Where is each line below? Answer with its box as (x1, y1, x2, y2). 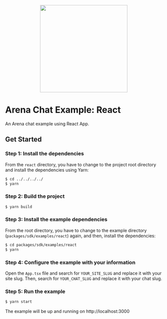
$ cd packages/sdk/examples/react (5, 242, 77, 247)
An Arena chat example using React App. (5, 120, 90, 127)
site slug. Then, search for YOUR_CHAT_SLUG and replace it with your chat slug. (5, 275, 163, 282)
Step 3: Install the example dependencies (5, 216, 108, 223)
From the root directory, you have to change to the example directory (5, 227, 147, 233)
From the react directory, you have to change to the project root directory (5, 161, 157, 167)
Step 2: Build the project (5, 193, 65, 200)
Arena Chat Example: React (5, 104, 121, 116)
